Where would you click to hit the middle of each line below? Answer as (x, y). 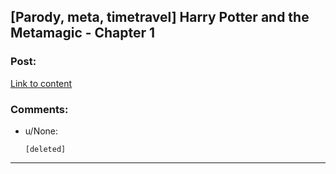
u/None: (41, 131)
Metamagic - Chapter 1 (83, 33)
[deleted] (45, 149)
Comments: (39, 109)
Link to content (41, 83)
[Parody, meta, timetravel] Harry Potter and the (160, 17)
